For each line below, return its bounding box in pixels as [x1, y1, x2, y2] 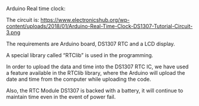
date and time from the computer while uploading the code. [6, 76, 152, 82]
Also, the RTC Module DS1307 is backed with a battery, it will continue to [6, 87, 184, 94]
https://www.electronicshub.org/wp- [40, 16, 130, 23]
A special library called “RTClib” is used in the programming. [6, 52, 153, 58]
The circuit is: [6, 16, 40, 23]
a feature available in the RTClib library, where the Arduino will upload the [6, 69, 185, 76]
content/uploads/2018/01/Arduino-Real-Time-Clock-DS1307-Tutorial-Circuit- [6, 23, 193, 29]
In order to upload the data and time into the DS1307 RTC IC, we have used [6, 63, 189, 70]
